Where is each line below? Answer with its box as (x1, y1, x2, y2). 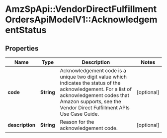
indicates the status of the (60, 80, 121, 86)
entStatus (5, 25, 47, 36)
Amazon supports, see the (60, 98, 122, 105)
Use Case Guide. (60, 110, 99, 117)
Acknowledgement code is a (60, 67, 127, 74)
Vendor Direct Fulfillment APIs (60, 104, 130, 111)
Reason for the (60, 119, 94, 125)
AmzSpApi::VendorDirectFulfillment (5, 3, 157, 15)
